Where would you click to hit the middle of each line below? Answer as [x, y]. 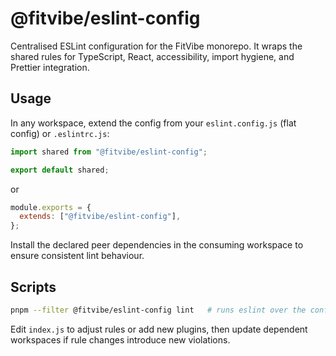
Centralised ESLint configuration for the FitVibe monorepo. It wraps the [156, 46]
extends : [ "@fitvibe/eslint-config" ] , [100, 217]
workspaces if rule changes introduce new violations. [120, 339]
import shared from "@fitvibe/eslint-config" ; [109, 152]
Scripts [33, 287]
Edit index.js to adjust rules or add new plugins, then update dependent [159, 329]
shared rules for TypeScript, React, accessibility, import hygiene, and [152, 56]
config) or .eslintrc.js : [60, 133]
